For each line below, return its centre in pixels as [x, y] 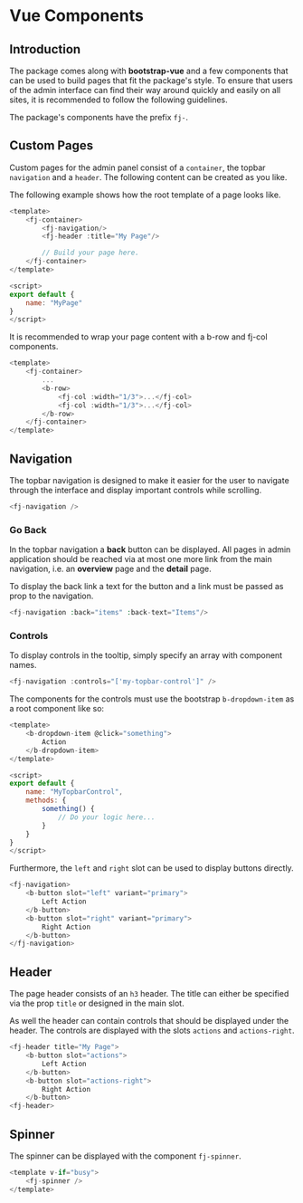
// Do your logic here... [106, 817]
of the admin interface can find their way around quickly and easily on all [145, 90]
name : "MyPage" [54, 303]
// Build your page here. [91, 253]
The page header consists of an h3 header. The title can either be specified [149, 994]
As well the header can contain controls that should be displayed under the [149, 1021]
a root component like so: [57, 709]
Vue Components [77, 16]
